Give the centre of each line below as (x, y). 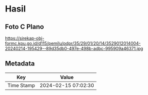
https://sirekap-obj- (25, 38)
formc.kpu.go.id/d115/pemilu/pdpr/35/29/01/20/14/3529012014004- (73, 43)
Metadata (20, 64)
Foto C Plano (25, 27)
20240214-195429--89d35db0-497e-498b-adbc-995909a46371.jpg (74, 48)
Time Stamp (21, 85)
